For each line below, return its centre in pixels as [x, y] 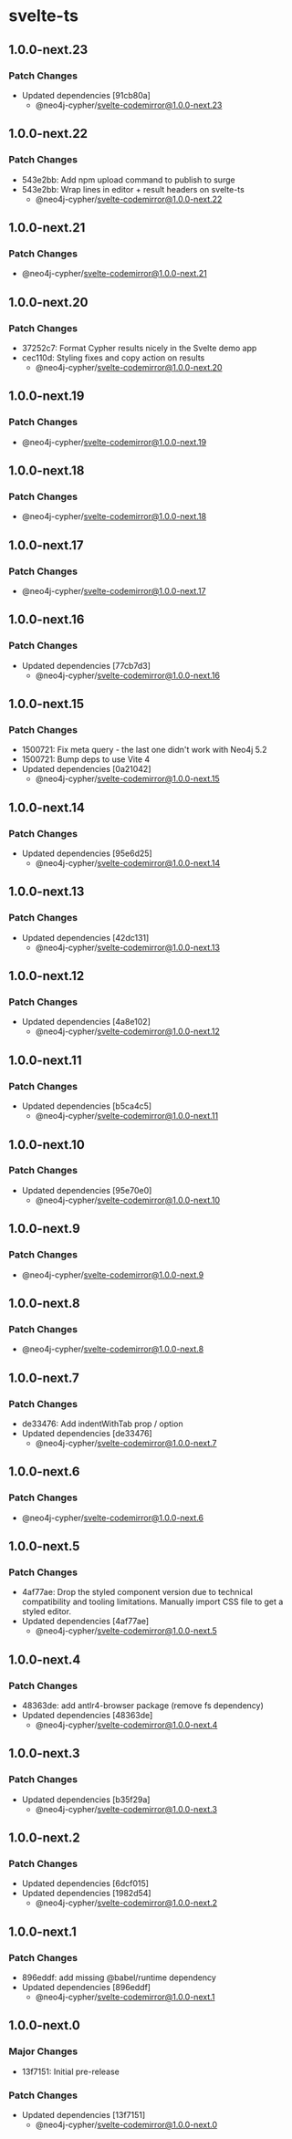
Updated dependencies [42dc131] [85, 937]
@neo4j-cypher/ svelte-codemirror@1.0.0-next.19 [114, 442]
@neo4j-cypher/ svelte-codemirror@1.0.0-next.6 [113, 1518]
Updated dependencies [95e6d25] [87, 853]
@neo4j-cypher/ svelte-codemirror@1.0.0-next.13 [128, 947]
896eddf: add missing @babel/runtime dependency [119, 1977]
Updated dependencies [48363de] [87, 1715]
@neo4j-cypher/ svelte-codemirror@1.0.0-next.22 [129, 199]
